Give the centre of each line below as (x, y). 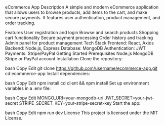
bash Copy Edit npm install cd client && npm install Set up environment (77, 83)
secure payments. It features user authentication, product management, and (83, 18)
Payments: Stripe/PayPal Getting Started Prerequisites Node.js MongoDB (80, 53)
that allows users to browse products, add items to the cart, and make (76, 12)
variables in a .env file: (28, 88)
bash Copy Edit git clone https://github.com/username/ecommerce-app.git (81, 68)
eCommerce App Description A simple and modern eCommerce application (82, 7)
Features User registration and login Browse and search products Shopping (82, 32)
